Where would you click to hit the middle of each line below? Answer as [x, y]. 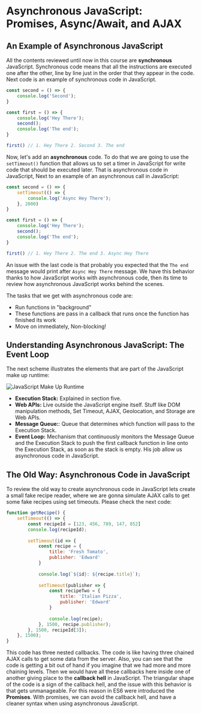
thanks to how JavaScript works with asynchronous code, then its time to [97, 278]
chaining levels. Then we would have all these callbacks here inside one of [98, 672]
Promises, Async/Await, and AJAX [94, 24]
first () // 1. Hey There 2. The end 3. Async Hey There [77, 253]
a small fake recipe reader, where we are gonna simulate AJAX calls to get [98, 495]
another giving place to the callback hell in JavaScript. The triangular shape [100, 678]
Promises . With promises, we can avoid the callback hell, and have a [91, 697]
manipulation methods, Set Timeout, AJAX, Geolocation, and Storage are [105, 411]
